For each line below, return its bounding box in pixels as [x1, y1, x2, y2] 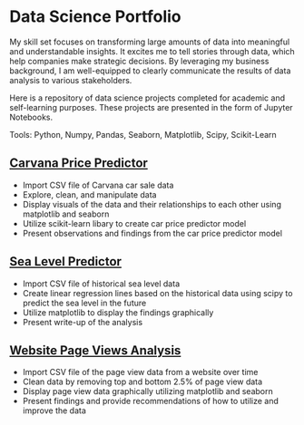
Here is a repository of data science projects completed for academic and [9, 92, 286, 103]
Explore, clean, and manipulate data [22, 188, 157, 200]
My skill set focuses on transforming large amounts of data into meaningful [9, 36, 290, 47]
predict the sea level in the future [22, 297, 147, 308]
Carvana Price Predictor [9, 156, 148, 171]
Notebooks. [9, 111, 54, 122]
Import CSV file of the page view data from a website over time [22, 367, 259, 378]
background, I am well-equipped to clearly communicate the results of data [9, 65, 291, 76]
